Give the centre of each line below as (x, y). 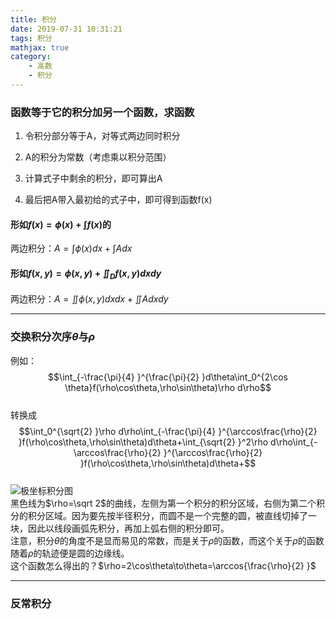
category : (31, 57)
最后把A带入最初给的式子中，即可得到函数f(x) (118, 200)
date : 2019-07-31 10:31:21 (66, 29)
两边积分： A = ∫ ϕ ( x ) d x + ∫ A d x (71, 248)
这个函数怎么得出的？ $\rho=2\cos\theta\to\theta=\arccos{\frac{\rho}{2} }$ (163, 565)
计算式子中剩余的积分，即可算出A (93, 178)
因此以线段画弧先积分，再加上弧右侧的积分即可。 (128, 528)
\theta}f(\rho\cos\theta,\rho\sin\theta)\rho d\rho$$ (168, 387)
